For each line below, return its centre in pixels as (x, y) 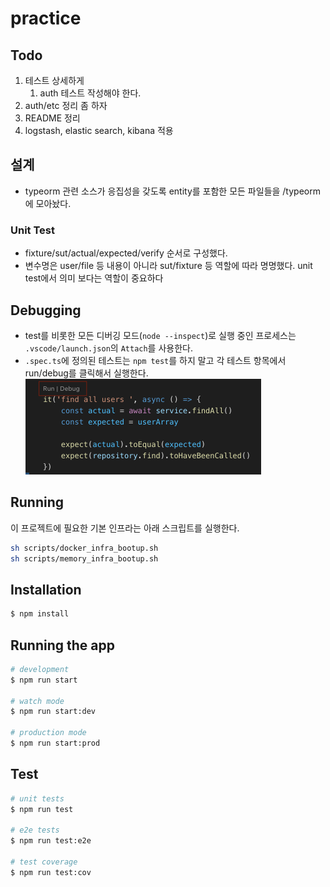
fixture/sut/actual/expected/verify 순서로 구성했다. (126, 253)
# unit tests (37, 798)
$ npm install (40, 614)
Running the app (62, 645)
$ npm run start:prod (55, 743)
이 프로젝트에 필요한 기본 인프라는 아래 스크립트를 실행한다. (125, 528)
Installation (46, 589)
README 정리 (52, 118)
